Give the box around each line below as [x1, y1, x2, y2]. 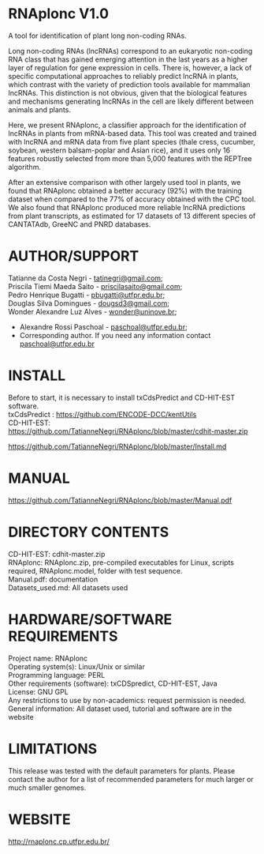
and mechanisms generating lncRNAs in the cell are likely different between [8, 96, 254, 106]
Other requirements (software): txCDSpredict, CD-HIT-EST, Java [8, 679, 218, 688]
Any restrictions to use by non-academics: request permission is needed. [8, 695, 247, 705]
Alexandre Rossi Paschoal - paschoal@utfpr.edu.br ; [19, 322, 188, 332]
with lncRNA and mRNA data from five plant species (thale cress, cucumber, [8, 137, 256, 146]
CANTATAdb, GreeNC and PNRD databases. [8, 219, 151, 229]
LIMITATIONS [8, 739, 98, 758]
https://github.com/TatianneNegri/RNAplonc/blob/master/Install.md [8, 442, 227, 451]
